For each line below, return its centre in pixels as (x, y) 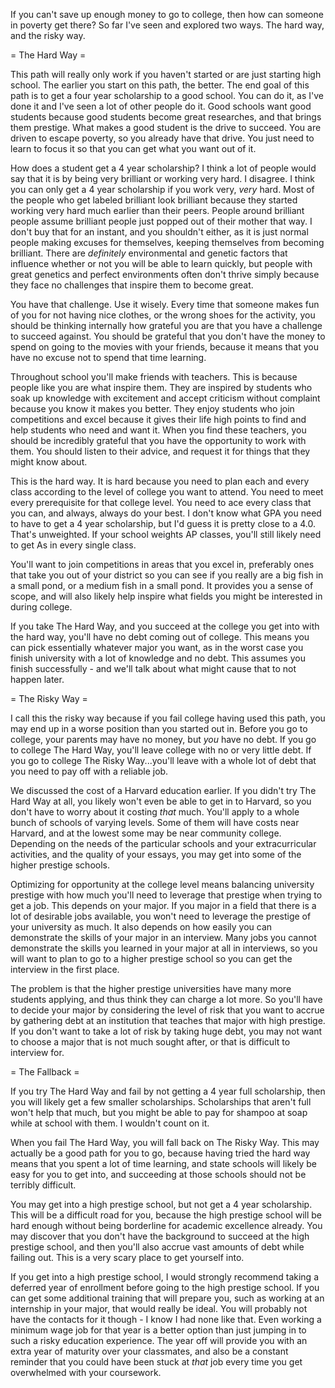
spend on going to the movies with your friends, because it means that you (164, 347)
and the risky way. (48, 35)
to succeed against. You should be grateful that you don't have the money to (168, 336)
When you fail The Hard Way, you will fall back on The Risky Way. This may (165, 1142)
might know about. (49, 462)
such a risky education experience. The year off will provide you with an (159, 1340)
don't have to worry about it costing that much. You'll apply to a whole (155, 812)
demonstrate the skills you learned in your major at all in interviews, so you (164, 948)
